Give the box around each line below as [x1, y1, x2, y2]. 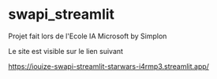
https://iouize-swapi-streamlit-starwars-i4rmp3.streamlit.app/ [8, 61, 209, 71]
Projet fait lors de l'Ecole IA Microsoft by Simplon [8, 31, 167, 41]
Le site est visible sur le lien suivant [8, 46, 124, 56]
